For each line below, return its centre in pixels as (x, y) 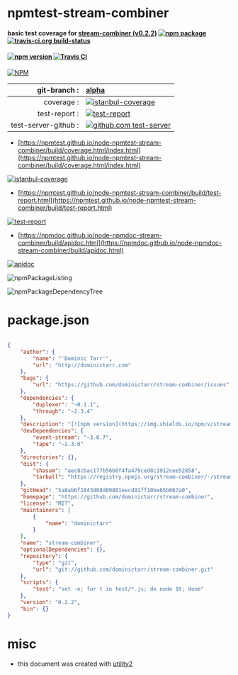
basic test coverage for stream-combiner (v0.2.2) (82, 33)
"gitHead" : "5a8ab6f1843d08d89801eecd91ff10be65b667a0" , (106, 491)
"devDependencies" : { (52, 431)
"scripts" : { (39, 583)
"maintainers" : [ (46, 510)
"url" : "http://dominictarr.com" (82, 365)
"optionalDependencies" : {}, (63, 550)
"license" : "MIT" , (47, 503)
